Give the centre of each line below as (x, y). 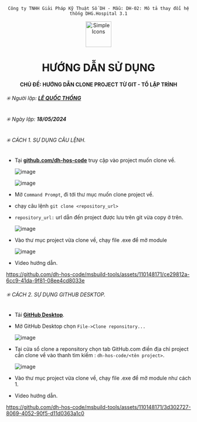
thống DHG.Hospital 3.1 (98, 14)
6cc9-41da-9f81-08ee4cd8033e (45, 281)
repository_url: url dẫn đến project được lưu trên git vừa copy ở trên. (99, 217)
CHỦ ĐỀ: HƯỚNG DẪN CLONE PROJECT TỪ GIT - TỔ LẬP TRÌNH (98, 84)
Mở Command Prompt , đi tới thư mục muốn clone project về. (84, 195)
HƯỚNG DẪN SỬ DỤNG (98, 68)
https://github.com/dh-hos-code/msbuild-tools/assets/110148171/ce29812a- (98, 274)
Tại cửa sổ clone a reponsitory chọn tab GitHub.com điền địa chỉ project (101, 349)
